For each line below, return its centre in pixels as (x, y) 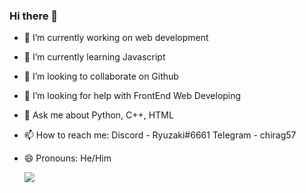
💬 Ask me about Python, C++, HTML (98, 115)
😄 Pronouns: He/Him (67, 158)
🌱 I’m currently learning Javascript (94, 57)
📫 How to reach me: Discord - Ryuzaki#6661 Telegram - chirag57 (160, 135)
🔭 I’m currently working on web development (116, 38)
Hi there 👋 (34, 16)
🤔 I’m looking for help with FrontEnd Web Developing (132, 96)
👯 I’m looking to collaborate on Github (101, 76)
